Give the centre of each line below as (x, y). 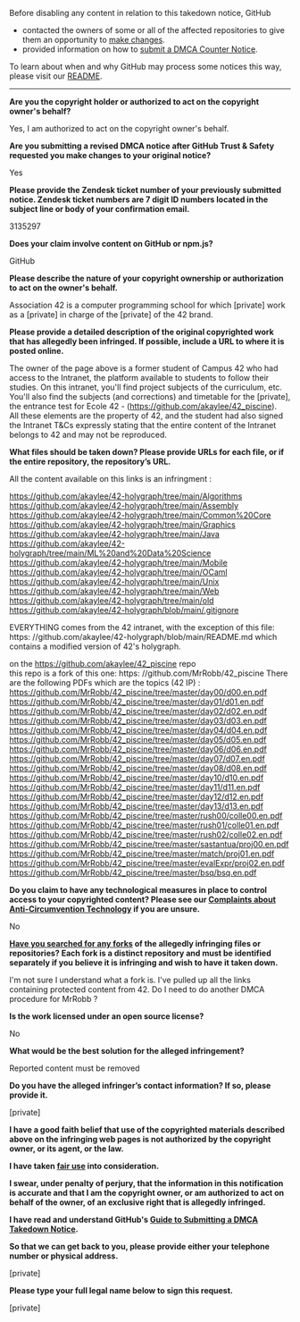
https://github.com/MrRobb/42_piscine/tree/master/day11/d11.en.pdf (135, 787)
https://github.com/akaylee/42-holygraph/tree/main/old (112, 601)
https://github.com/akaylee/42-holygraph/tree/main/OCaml (118, 572)
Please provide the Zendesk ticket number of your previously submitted (145, 190)
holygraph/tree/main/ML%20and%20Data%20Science (110, 553)
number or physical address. (64, 1256)
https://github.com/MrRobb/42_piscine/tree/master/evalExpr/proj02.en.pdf (147, 863)
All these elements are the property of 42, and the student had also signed (146, 416)
